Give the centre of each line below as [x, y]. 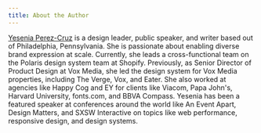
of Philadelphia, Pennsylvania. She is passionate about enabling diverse [124, 46]
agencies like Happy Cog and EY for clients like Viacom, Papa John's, [120, 88]
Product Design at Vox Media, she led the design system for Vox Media [123, 70]
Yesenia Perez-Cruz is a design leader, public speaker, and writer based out [130, 38]
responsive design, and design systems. [73, 120]
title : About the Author [49, 15]
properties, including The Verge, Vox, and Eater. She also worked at [117, 79]
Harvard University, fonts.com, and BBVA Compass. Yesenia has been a [124, 95]
